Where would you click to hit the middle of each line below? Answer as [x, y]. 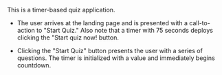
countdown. [34, 65]
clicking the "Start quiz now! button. [68, 37]
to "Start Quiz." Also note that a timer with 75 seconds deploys [125, 30]
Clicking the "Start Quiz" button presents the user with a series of [110, 51]
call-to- [200, 23]
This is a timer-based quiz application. [61, 10]
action [26, 30]
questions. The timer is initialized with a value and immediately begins [116, 58]
